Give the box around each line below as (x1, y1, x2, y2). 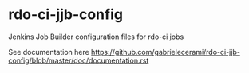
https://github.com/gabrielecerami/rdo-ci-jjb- (90, 47, 241, 56)
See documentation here (8, 47, 89, 56)
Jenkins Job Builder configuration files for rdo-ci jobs (8, 32, 184, 41)
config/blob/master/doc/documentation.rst (8, 56, 149, 65)
